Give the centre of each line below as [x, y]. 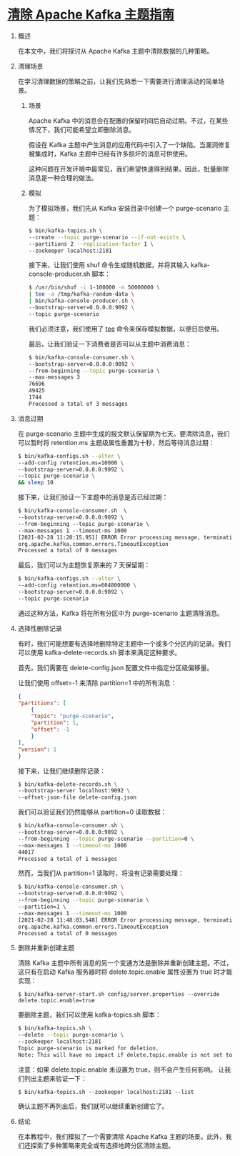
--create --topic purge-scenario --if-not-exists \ [107, 237]
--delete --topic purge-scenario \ [71, 1035]
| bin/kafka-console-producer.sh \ [81, 301]
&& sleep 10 [35, 483]
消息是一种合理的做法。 [63, 178]
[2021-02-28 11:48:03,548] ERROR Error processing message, [109, 920]
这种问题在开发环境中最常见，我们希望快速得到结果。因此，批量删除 [129, 169]
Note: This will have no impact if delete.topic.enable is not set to [125, 1055]
